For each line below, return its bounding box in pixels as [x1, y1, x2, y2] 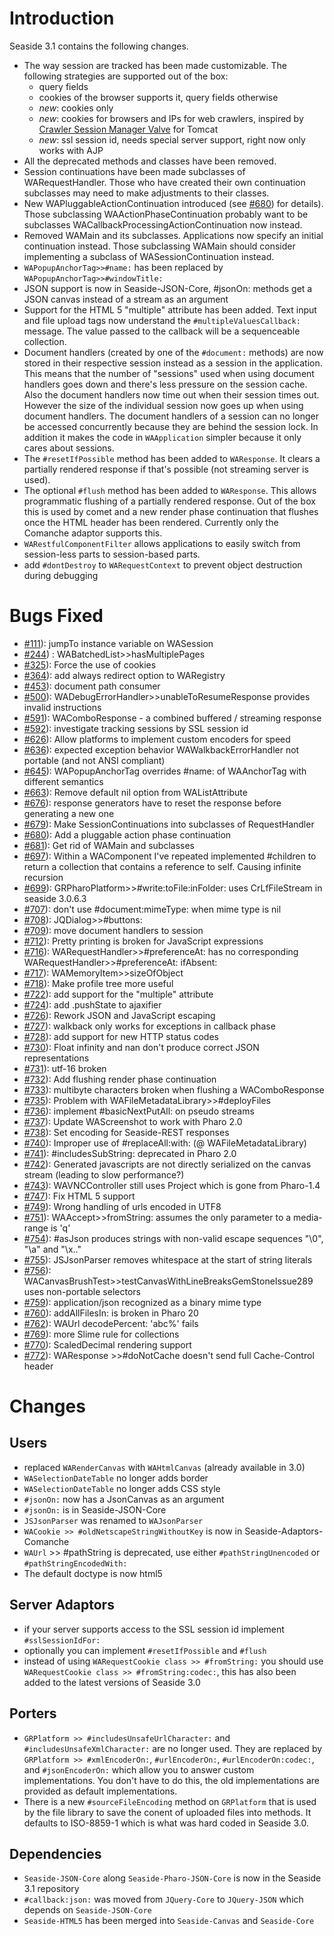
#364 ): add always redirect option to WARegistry [23, 669, 226, 681]
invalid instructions [23, 701, 102, 713]
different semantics [23, 775, 104, 787]
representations [23, 1052, 90, 1064]
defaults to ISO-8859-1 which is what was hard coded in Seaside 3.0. [23, 1817, 309, 1829]
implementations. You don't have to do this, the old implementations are [23, 1774, 320, 1786]
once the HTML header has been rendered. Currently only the [23, 516, 279, 528]
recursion [23, 871, 64, 883]
